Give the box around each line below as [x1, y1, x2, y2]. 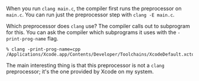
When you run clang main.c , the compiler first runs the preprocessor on [6, 5, 182, 12]
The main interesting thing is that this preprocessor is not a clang [6, 62, 165, 69]
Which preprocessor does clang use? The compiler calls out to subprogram [6, 23, 191, 29]
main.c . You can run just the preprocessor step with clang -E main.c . [6, 11, 175, 18]
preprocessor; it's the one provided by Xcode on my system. [6, 68, 154, 75]
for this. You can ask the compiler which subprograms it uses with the [6, 29, 176, 36]
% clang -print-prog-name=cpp [6, 46, 81, 52]
